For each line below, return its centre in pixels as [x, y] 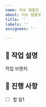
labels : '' [17, 24]
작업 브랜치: [17, 68]
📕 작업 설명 [22, 55]
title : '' [16, 19]
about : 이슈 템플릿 [23, 15]
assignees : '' [20, 29]
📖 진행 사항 [22, 86]
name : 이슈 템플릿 [22, 10]
